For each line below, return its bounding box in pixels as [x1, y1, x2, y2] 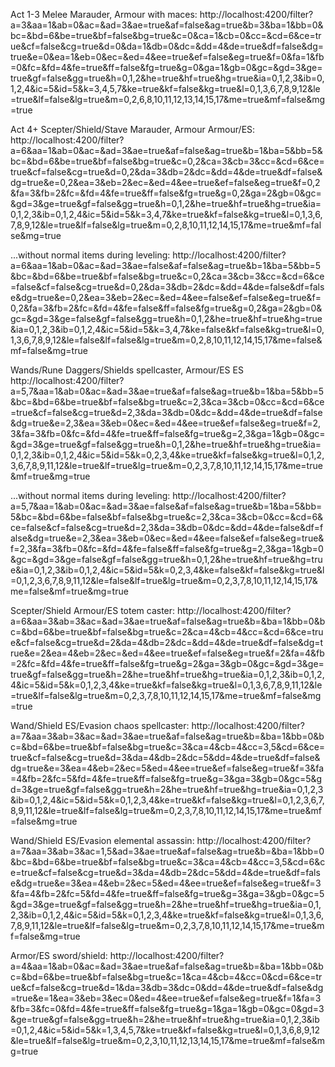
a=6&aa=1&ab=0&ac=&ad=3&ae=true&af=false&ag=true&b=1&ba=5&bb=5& [10, 145, 323, 156]
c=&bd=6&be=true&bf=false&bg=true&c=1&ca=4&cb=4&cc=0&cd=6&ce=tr [10, 971, 323, 983]
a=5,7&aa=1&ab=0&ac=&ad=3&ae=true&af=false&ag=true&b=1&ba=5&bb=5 [10, 385, 325, 397]
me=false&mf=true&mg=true [10, 585, 129, 597]
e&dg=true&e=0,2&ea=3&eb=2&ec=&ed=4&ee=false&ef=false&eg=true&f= [10, 292, 322, 303]
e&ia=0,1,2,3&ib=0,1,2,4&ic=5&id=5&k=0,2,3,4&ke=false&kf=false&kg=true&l [10, 564, 325, 576]
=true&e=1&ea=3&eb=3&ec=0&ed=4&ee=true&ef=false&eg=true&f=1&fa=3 [10, 992, 322, 1004]
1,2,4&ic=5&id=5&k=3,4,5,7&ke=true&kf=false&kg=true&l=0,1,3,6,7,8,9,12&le [10, 83, 321, 94]
